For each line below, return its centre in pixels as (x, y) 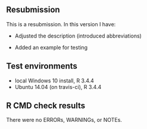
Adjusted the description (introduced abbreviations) (78, 36)
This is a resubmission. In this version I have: (61, 24)
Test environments (42, 66)
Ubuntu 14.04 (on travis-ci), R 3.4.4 (58, 87)
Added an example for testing (51, 47)
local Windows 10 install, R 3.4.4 (54, 81)
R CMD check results (46, 106)
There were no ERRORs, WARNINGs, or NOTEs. (64, 120)
